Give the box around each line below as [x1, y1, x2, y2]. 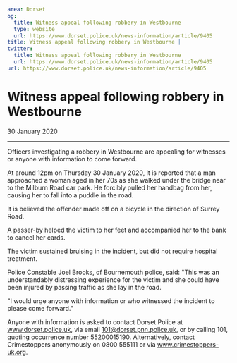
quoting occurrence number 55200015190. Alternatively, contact [7, 333, 195, 341]
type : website [13, 25, 55, 32]
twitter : [7, 45, 33, 52]
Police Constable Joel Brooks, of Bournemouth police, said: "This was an [7, 268, 220, 276]
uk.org [7, 347, 27, 356]
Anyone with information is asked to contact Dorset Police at [7, 317, 183, 326]
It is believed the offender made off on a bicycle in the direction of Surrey [7, 204, 220, 213]
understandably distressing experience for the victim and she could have [7, 275, 220, 284]
